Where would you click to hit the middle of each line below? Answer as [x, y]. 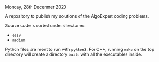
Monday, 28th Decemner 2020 [36, 7]
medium [19, 40]
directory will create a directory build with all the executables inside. [73, 54]
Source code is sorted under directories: [45, 25]
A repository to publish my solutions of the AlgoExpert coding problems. [77, 16]
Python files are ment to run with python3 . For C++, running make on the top [80, 49]
